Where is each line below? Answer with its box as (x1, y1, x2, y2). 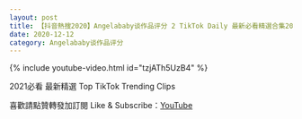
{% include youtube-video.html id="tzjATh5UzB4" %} (9, 63, 209, 73)
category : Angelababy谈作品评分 (9, 38, 124, 47)
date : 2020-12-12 (9, 30, 75, 38)
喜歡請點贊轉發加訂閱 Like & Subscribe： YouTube (9, 100, 193, 111)
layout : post (9, 13, 58, 22)
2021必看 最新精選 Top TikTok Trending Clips (9, 81, 176, 92)
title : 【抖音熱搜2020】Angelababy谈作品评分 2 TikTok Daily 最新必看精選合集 (9, 21, 286, 30)
